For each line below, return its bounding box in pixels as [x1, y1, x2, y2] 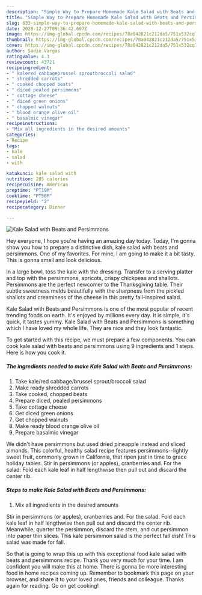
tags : [6, 142, 20, 149]
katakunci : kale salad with [6, 171, 77, 177]
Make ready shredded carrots [14, 384, 89, 391]
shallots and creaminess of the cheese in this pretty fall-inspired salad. [6, 294, 182, 301]
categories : [6, 132, 36, 138]
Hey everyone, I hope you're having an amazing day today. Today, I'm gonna [6, 237, 196, 245]
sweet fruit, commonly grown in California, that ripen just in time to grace [6, 453, 188, 460]
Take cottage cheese [14, 403, 67, 410]
